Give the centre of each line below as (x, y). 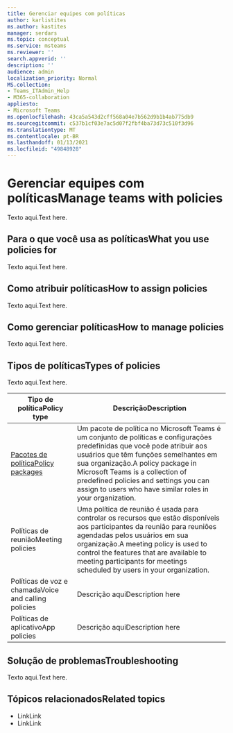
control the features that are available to (141, 553)
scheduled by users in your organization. (143, 570)
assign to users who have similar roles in (143, 489)
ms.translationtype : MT (42, 130)
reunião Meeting (36, 540)
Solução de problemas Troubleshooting (93, 660)
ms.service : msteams (37, 46)
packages (27, 472)
